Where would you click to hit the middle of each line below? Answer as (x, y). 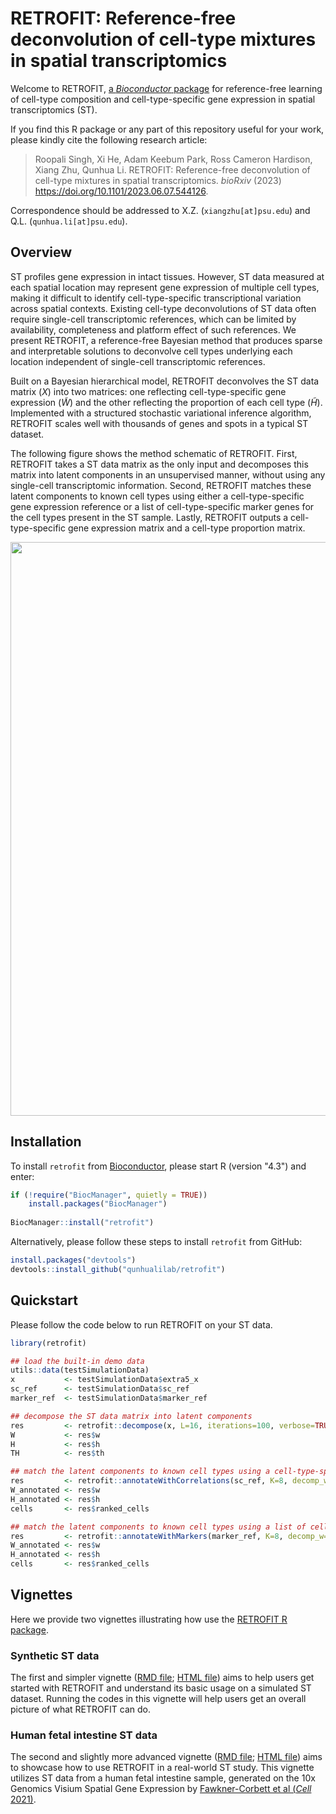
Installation (46, 1142)
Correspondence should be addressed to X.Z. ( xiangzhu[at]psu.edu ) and (160, 210)
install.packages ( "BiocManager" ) (98, 1204)
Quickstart (44, 1300)
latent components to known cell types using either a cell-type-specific (157, 496)
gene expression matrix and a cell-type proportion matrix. (186, 528)
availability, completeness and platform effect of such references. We (153, 329)
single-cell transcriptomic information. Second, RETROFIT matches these (161, 485)
